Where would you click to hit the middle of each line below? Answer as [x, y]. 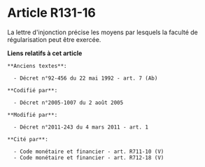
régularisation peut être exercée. [54, 39]
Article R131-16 [52, 13]
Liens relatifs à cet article [45, 53]
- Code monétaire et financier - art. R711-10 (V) [89, 152]
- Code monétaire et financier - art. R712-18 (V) [89, 158]
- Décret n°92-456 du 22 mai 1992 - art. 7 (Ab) [86, 78]
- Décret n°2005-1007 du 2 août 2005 [69, 103]
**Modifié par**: [33, 115]
